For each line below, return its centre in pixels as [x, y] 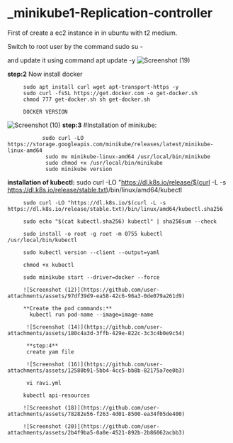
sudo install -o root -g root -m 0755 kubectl [93, 234]
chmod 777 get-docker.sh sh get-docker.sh [87, 99]
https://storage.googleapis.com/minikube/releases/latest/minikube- [110, 144]
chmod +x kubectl [49, 265]
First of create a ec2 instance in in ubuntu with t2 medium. [92, 33]
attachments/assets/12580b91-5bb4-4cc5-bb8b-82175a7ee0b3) [96, 371]
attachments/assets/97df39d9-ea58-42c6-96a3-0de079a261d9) [96, 296]
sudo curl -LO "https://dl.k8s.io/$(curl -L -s [95, 203]
